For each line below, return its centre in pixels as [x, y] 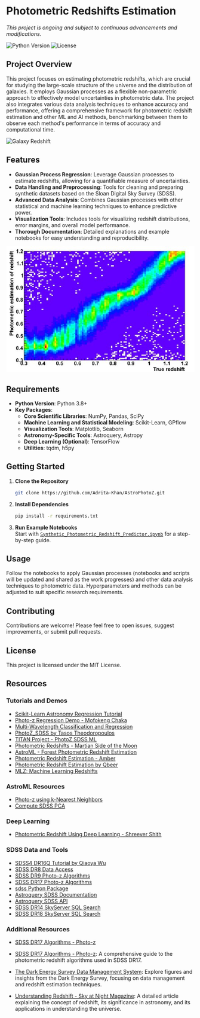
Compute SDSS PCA [40, 806]
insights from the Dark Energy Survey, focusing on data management [100, 978]
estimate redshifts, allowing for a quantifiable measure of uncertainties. [102, 181]
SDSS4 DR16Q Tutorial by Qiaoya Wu [60, 863]
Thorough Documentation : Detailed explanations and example [92, 231]
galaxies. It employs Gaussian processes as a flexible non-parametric [92, 91]
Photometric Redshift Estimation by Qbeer [66, 765]
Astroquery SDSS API [41, 901]
